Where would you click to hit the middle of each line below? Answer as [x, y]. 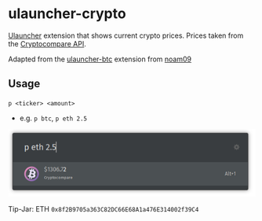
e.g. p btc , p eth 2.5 [53, 118]
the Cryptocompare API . [47, 43]
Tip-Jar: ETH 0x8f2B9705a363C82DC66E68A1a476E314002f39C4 [104, 208]
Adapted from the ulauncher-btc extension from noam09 [100, 59]
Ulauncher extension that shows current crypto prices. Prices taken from [126, 35]
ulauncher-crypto [67, 14]
